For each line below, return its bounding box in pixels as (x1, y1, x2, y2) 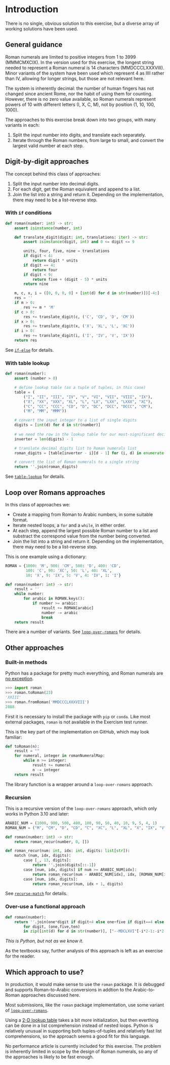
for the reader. (5, 953, 35, 959)
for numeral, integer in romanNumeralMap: (14, 753, 105, 758)
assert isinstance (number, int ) (14, 226, 82, 231)
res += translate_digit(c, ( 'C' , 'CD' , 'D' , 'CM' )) (23, 314, 135, 319)
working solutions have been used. (5, 25, 78, 31)
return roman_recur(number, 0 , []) (14, 839, 90, 844)
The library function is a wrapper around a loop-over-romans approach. (5, 781, 153, 787)
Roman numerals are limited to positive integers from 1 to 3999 (5, 54, 136, 60)
